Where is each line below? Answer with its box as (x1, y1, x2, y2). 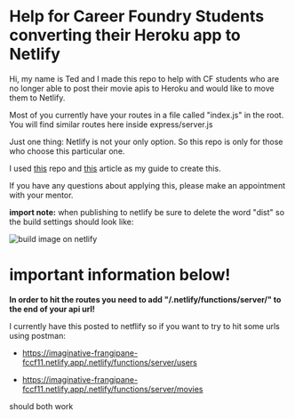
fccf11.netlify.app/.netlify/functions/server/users (21, 357, 197, 367)
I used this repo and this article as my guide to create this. (9, 163, 221, 173)
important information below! (9, 265, 231, 286)
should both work (9, 400, 74, 411)
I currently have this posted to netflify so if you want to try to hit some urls (9, 320, 280, 331)
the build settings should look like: (9, 216, 134, 227)
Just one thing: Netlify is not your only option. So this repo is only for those (9, 136, 283, 147)
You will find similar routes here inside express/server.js (9, 118, 213, 130)
